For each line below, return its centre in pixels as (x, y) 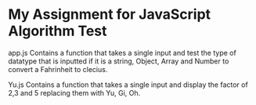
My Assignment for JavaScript (110, 14)
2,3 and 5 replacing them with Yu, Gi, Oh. (74, 92)
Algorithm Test (58, 31)
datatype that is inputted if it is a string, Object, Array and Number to (119, 61)
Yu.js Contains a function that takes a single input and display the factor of (128, 85)
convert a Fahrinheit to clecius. (58, 69)
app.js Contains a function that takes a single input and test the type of (122, 52)
